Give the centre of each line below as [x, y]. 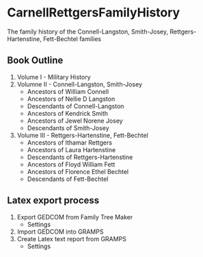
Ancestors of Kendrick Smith [67, 113]
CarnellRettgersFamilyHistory [94, 13]
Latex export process [53, 200]
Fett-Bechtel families [72, 38]
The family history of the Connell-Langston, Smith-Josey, [88, 32]
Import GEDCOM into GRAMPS [60, 232]
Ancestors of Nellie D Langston [71, 99]
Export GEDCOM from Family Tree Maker [75, 217]
